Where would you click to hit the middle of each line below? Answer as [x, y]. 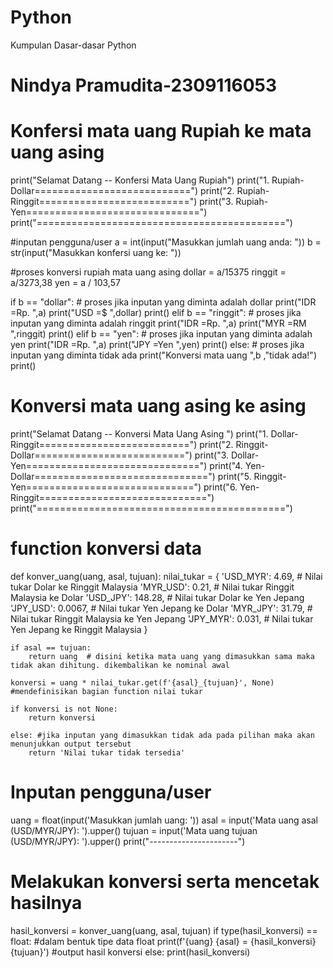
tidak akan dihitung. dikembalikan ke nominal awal [120, 665]
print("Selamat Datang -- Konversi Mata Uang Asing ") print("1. [139, 434]
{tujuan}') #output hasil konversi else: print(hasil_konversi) [130, 952]
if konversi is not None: [64, 709]
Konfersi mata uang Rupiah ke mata [161, 131]
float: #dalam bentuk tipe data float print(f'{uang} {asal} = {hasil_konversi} [163, 941]
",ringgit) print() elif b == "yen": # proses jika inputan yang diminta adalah [161, 334]
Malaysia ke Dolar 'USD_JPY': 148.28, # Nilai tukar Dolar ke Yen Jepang [157, 597]
